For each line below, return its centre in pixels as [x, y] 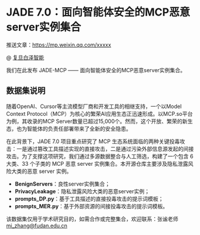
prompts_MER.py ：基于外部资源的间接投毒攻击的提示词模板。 [91, 206]
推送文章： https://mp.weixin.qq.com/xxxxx [59, 45]
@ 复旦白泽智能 [25, 57]
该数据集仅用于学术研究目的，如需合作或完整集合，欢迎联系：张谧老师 [92, 219]
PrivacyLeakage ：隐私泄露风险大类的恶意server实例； [82, 191]
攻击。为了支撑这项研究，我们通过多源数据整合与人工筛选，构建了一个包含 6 [100, 156]
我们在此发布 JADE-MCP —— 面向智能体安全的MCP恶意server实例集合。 [96, 70]
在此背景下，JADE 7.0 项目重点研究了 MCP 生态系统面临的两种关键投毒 [93, 141]
